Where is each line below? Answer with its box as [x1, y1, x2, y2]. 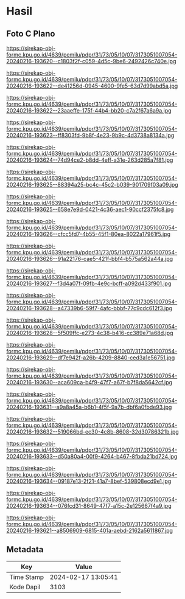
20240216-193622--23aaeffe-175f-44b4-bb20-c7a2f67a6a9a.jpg [6, 107, 172, 114]
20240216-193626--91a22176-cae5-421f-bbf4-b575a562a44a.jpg [6, 255, 173, 262]
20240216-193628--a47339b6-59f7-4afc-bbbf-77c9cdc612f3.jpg [6, 305, 172, 311]
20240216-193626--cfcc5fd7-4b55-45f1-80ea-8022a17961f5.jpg [6, 230, 171, 238]
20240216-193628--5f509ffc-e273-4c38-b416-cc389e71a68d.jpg [6, 330, 173, 336]
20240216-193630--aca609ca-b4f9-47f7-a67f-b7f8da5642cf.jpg [6, 379, 172, 386]
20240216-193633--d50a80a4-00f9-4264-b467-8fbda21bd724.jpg [6, 453, 178, 460]
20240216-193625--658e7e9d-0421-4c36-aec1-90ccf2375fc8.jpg [6, 206, 174, 213]
